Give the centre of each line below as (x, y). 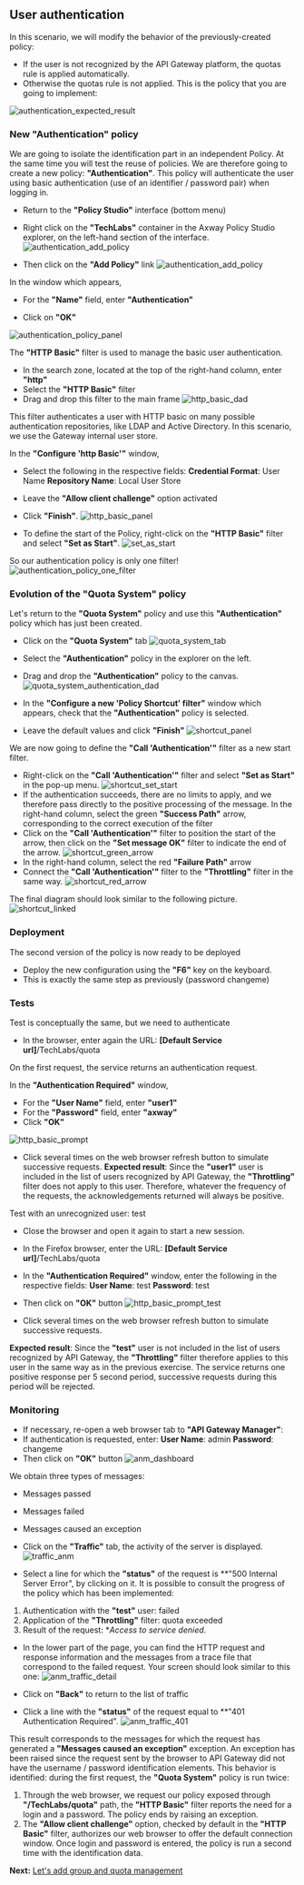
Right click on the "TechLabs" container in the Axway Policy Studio (148, 228)
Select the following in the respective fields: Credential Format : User (151, 471)
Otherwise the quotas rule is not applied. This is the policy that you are (155, 83)
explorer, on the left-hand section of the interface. (116, 237)
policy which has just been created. (76, 623)
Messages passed (57, 1494)
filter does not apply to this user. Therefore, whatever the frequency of (154, 1186)
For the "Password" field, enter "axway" (100, 1112)
